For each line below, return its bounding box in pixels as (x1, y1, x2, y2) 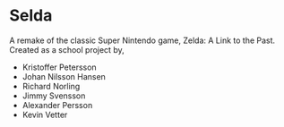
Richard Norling (22, 80, 81, 91)
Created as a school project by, (9, 44, 125, 55)
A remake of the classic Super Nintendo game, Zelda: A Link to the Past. (9, 35, 276, 46)
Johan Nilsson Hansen (22, 71, 106, 81)
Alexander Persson (22, 99, 93, 110)
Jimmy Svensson (22, 90, 86, 101)
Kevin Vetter (22, 109, 68, 120)
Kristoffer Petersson (22, 62, 97, 72)
